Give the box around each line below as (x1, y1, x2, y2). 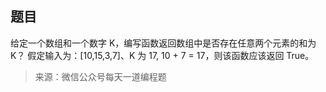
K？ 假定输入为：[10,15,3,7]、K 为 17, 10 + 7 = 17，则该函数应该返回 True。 (10, 49, 315, 61)
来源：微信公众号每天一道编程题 (34, 70, 167, 82)
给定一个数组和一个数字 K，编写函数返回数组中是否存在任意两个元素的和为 (10, 37, 317, 49)
